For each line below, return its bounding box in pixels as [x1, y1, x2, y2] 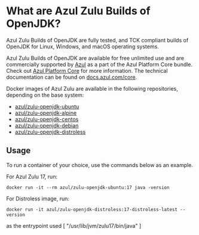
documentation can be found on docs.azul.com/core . [6, 73, 137, 81]
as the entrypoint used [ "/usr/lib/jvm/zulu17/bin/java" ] [6, 222, 142, 229]
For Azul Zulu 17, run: [6, 173, 58, 180]
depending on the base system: [6, 91, 84, 98]
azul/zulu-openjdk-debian [14, 122, 79, 129]
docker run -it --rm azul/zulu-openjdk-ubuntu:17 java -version [6, 184, 170, 190]
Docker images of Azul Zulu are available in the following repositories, [6, 85, 178, 92]
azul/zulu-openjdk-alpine [14, 109, 77, 116]
